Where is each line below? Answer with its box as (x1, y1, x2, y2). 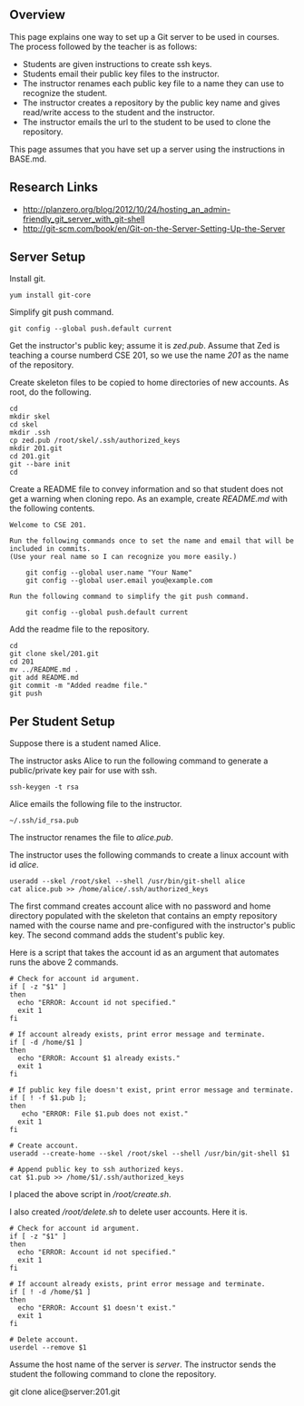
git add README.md (9, 674, 79, 683)
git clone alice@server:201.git (9, 1386, 121, 1397)
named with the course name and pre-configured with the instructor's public (9, 920, 296, 931)
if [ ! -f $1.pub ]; (9, 1094, 88, 1103)
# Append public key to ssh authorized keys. (9, 1165, 184, 1175)
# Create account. (9, 1141, 79, 1151)
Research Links (9, 180, 98, 195)
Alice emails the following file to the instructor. (9, 799, 182, 810)
